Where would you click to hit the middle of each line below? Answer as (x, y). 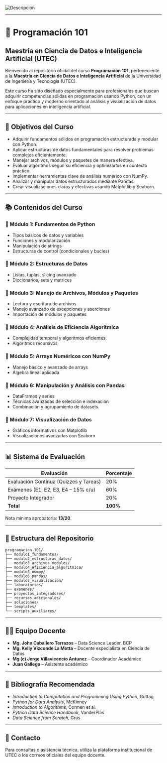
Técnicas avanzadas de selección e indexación (61, 401)
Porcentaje (119, 473)
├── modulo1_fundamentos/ (32, 554)
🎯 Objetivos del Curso (39, 127)
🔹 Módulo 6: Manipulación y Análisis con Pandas (65, 385)
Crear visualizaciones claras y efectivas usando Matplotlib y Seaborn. (84, 186)
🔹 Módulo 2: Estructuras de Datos (46, 264)
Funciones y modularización (41, 240)
